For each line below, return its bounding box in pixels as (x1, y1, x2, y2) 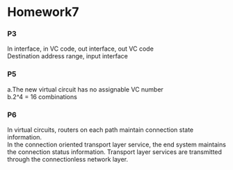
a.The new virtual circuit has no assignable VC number (7, 85, 163, 94)
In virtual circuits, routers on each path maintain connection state (7, 126, 193, 134)
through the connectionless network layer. (7, 155, 129, 164)
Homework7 (7, 4, 79, 20)
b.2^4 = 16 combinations (7, 92, 78, 101)
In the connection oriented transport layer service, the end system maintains (7, 140, 226, 149)
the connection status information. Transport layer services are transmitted (7, 148, 223, 156)
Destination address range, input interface (7, 52, 129, 60)
